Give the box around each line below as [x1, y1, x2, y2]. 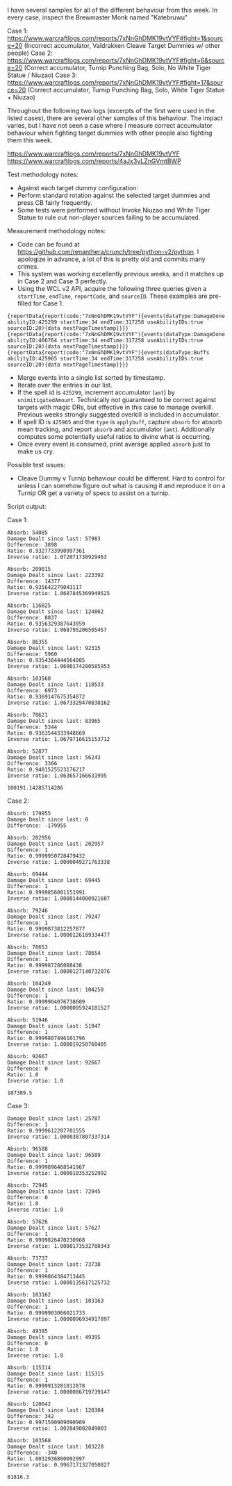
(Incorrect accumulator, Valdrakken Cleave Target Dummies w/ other [24, 42, 221, 49]
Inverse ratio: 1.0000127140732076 [7, 968, 110, 975]
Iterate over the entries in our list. [17, 381, 113, 389]
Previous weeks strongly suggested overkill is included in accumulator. [17, 410, 220, 419]
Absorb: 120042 [7, 1401, 51, 1408]
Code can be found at [17, 240, 80, 249]
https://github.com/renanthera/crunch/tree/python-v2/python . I [17, 248, 199, 256]
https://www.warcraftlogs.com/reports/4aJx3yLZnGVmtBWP [7, 157, 182, 165]
